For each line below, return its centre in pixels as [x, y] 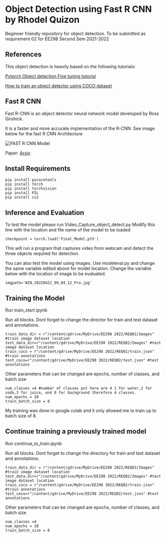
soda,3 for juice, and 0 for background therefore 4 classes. [71, 393]
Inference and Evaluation [45, 213]
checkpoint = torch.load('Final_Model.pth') [52, 239]
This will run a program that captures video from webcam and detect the [80, 248]
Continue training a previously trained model [76, 431]
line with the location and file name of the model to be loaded [68, 230]
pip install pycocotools [31, 180]
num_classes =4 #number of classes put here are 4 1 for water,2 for [79, 388]
